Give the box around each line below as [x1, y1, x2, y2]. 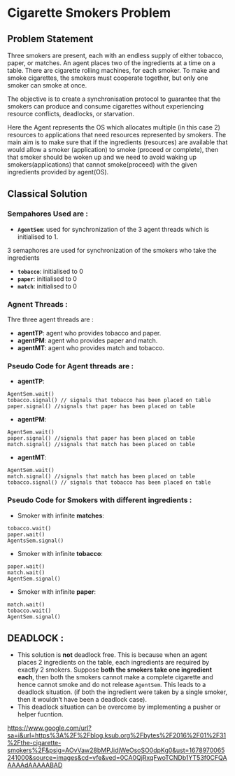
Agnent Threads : [7, 299, 68, 309]
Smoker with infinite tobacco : [17, 549, 104, 557]
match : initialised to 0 [17, 282, 77, 290]
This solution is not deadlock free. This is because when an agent [17, 651, 208, 659]
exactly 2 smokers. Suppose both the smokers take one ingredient [17, 665, 212, 674]
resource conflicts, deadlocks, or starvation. [7, 110, 135, 118]
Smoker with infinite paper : [17, 587, 97, 596]
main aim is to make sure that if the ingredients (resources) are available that [7, 138, 228, 146]
